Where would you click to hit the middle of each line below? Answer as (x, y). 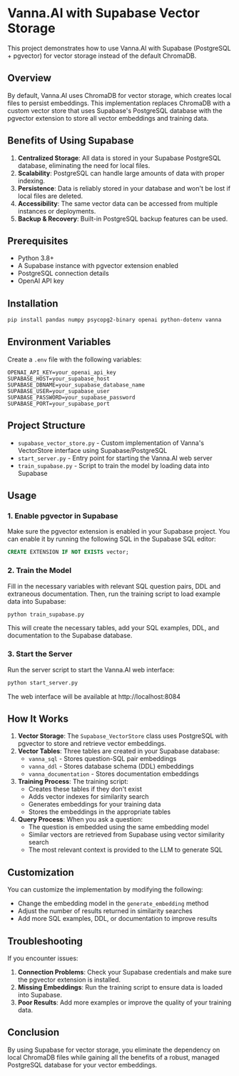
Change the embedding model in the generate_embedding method (113, 903)
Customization (41, 872)
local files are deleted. (50, 196)
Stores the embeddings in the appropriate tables (100, 812)
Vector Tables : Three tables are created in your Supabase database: (118, 751)
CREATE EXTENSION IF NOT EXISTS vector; (68, 552)
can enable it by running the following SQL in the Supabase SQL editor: (112, 539)
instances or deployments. (57, 211)
